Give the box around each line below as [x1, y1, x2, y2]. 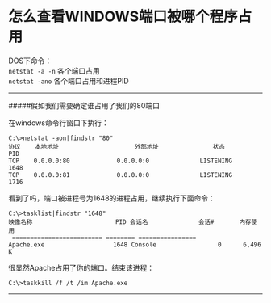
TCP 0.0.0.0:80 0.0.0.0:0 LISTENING [8, 157, 232, 165]
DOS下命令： [8, 56, 52, 65]
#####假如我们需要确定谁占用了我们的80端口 [8, 100, 160, 110]
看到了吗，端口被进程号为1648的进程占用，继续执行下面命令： [8, 193, 216, 203]
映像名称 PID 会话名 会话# [8, 217, 215, 226]
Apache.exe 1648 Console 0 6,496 [8, 240, 262, 249]
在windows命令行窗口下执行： [8, 118, 109, 128]
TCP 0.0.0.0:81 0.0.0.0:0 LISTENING [8, 170, 232, 179]
